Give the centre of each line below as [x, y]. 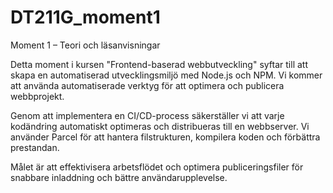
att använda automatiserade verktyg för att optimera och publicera [147, 85]
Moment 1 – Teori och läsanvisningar [85, 45]
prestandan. [35, 147]
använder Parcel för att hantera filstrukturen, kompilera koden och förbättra [165, 137]
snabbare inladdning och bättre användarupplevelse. [119, 177]
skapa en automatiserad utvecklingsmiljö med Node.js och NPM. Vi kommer [166, 75]
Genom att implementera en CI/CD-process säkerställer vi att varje [147, 115]
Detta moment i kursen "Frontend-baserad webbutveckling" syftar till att [159, 64]
